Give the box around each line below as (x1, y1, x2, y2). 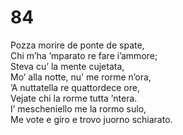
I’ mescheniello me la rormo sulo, (10, 102, 147, 115)
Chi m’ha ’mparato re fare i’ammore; (10, 49, 158, 61)
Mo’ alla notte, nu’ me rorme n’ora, (10, 71, 152, 83)
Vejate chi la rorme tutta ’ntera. (10, 92, 138, 104)
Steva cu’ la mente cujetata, (10, 60, 125, 72)
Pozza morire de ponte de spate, (10, 39, 145, 51)
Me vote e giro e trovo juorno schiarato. (10, 113, 173, 125)
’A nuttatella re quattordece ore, (10, 81, 140, 93)
